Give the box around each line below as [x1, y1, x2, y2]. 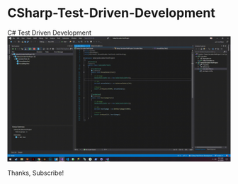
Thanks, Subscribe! [7, 168, 64, 178]
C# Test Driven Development [7, 28, 92, 37]
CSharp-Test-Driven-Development [7, 5, 216, 21]
